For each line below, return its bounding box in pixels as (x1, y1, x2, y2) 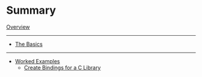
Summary (6, 4, 56, 17)
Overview (6, 23, 30, 30)
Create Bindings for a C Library (23, 64, 101, 71)
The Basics (14, 40, 43, 48)
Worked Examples (14, 57, 60, 64)
